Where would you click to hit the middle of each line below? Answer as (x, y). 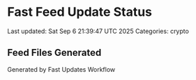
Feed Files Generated (54, 53)
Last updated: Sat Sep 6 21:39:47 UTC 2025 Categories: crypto (98, 31)
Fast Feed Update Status (80, 12)
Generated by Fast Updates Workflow (61, 69)
